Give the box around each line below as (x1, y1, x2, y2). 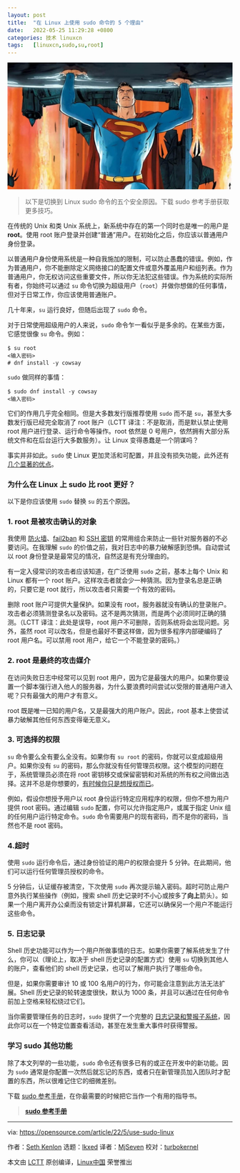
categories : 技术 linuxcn (7, 34, 82, 41)
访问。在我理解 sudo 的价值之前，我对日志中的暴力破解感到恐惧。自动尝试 (13, 543, 231, 551)
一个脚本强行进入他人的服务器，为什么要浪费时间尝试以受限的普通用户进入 (13, 682, 233, 691)
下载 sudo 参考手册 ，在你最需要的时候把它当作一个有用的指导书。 (7, 1092, 201, 1100)
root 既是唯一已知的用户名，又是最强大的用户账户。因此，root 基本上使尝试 (7, 706, 229, 714)
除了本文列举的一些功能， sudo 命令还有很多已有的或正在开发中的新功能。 (7, 1058, 223, 1067)
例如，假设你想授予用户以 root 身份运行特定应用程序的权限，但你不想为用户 (7, 794, 230, 803)
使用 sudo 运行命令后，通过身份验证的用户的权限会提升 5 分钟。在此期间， (7, 858, 225, 867)
